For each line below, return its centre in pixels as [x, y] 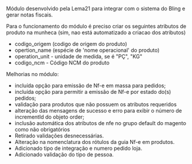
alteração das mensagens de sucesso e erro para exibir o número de [98, 111]
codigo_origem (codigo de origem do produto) [71, 44]
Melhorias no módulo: [32, 74]
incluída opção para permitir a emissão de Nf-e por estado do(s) [93, 92]
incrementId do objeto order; [49, 117]
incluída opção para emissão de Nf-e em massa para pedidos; [90, 86]
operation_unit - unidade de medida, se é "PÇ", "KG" [78, 56]
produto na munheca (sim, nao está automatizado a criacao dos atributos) [96, 32]
